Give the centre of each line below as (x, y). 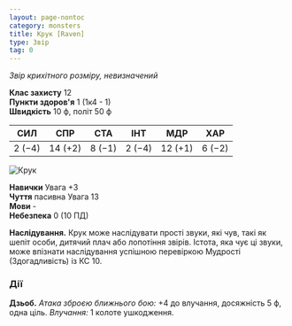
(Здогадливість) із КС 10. (56, 261)
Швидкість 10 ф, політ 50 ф (61, 112)
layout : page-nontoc (47, 17)
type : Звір (29, 42)
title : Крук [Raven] (47, 34)
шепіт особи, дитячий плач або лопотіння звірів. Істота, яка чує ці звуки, (146, 242)
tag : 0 (21, 50)
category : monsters (45, 26)
